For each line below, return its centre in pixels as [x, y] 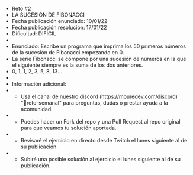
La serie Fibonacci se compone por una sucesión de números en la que [99, 59]
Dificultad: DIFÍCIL [34, 34]
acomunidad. [37, 109]
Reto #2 [21, 9]
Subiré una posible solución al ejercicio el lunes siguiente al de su [101, 159]
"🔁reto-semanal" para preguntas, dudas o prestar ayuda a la [94, 103]
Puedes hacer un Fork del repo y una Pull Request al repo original [100, 121]
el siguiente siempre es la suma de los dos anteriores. [77, 65]
